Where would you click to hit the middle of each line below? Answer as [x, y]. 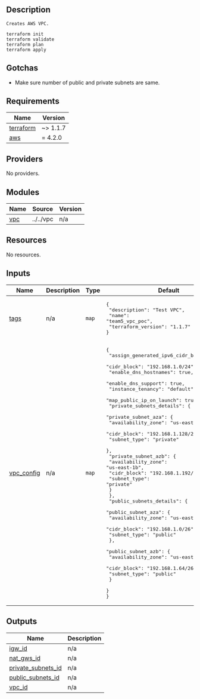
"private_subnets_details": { [150, 406]
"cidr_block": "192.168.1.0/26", [151, 529]
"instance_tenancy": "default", [153, 389]
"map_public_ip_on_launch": [144, 400]
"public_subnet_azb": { [138, 551]
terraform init [25, 34]
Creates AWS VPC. [28, 23]
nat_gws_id [25, 658]
